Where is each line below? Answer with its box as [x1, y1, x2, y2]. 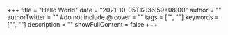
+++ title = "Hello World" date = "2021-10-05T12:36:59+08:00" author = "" [7, 6, 222, 14]
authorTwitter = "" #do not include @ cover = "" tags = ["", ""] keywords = [7, 13, 219, 21]
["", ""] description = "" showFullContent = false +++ [7, 21, 158, 28]
